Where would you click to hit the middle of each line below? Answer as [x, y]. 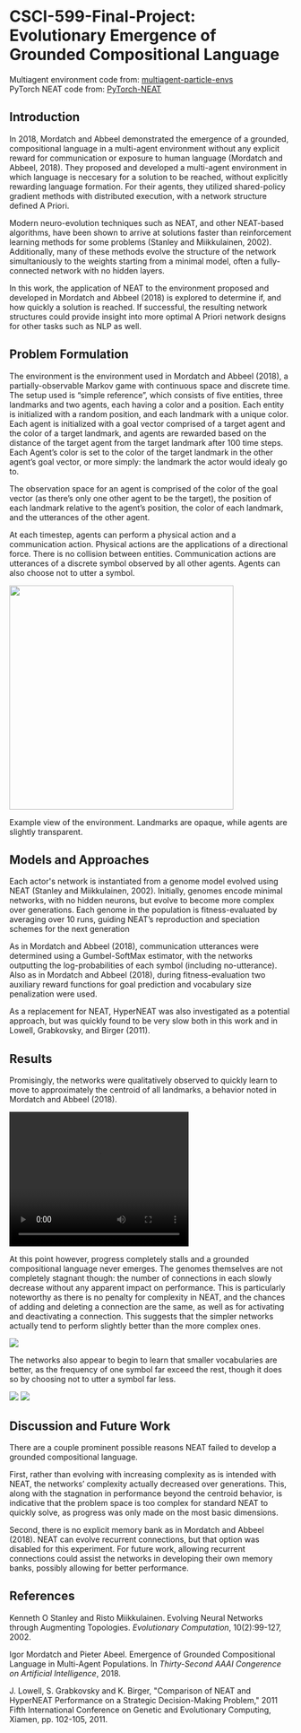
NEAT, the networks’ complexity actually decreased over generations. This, [148, 1484]
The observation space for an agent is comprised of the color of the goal [144, 488]
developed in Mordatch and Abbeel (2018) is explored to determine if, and [146, 297]
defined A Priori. [39, 205]
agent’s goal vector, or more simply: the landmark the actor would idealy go [149, 462]
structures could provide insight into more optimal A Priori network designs [148, 317]
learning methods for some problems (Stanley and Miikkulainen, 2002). [141, 242]
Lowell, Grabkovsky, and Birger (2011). [80, 1031]
